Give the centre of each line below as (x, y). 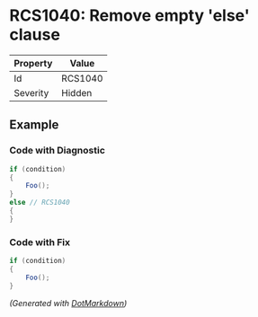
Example (34, 125)
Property (33, 63)
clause (35, 35)
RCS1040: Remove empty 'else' (129, 16)
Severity (31, 92)
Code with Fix (40, 242)
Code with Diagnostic (58, 151)
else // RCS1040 (40, 203)
